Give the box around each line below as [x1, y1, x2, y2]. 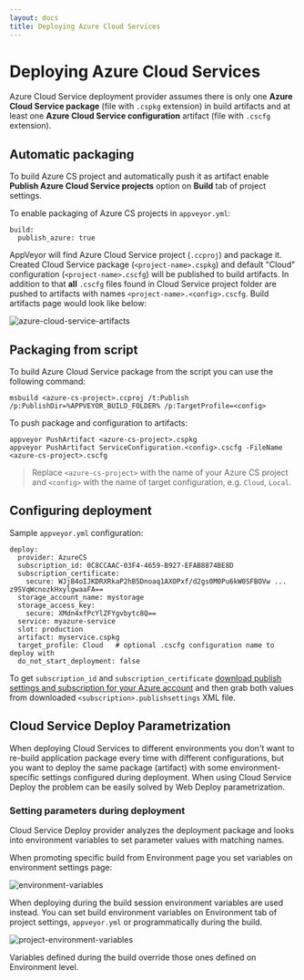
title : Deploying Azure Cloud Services [9, 22, 161, 31]
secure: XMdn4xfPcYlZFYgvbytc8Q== [25, 608, 157, 618]
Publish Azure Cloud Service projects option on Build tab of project [9, 181, 267, 191]
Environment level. [9, 961, 79, 972]
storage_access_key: [17, 601, 96, 610]
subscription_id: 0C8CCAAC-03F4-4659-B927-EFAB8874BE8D [17, 561, 234, 570]
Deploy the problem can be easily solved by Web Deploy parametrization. [9, 781, 285, 792]
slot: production [17, 624, 84, 634]
